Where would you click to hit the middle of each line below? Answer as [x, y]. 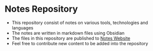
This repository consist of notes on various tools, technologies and [80, 23]
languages [23, 27]
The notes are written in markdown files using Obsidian [68, 33]
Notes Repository [41, 9]
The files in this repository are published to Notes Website [71, 38]
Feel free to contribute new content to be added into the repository [80, 43]
